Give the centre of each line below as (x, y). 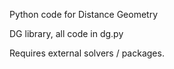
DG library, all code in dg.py (66, 33)
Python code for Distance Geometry (84, 14)
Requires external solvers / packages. (87, 53)
